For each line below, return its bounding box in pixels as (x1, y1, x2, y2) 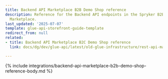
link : (9, 44, 21, 49)
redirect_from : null (5, 30, 48, 35)
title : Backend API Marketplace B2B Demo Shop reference (5, 7, 126, 12)
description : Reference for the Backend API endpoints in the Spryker (5, 12, 155, 17)
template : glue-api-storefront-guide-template (5, 26, 104, 31)
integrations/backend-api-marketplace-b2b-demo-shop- (28, 62, 146, 68)
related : (5, 35, 23, 40)
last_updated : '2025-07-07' (5, 21, 64, 26)
